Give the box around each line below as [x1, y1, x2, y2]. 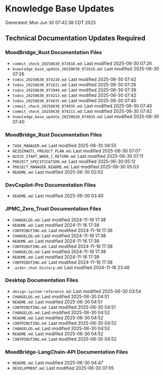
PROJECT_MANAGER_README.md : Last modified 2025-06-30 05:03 [12, 163, 139, 170]
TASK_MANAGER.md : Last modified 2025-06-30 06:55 [12, 142, 117, 148]
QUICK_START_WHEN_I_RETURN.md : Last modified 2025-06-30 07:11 [12, 153, 144, 159]
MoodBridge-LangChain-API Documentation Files [5, 348, 128, 355]
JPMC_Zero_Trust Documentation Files [5, 205, 102, 212]
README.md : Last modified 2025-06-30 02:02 [12, 169, 104, 175]
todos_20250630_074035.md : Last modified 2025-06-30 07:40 [12, 97, 137, 103]
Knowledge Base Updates [5, 3, 115, 14]
